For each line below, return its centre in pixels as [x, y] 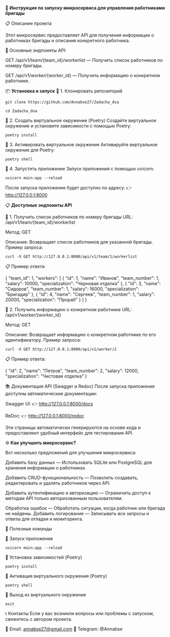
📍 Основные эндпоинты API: [36, 50]
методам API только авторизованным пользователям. [64, 498]
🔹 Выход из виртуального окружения [46, 595]
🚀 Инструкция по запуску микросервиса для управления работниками [85, 8]
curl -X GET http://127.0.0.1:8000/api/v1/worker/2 [61, 349]
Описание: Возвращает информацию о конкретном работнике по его [81, 334]
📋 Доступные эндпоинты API [39, 205]
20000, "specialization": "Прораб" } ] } [46, 300]
